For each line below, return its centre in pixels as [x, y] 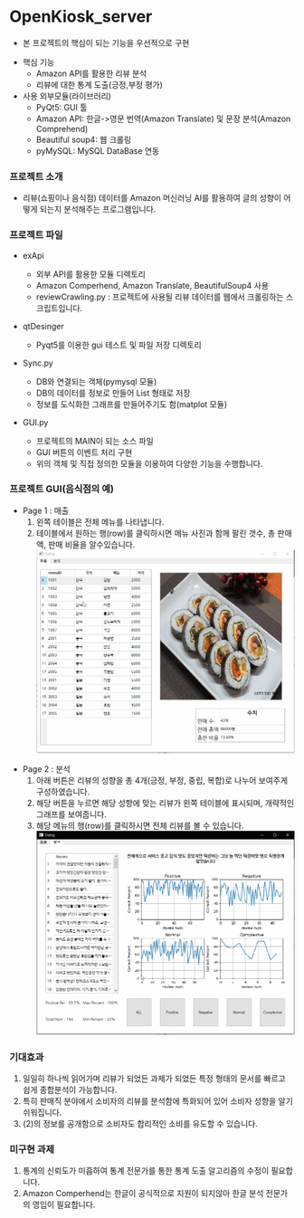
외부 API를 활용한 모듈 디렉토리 [91, 274]
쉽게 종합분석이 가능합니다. [70, 1090]
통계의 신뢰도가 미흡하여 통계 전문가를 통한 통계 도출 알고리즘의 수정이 [146, 1171]
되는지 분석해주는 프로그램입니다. [98, 209]
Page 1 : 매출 [46, 510]
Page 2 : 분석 [46, 769]
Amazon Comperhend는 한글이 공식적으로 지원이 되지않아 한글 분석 [143, 1194]
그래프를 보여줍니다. [71, 814]
